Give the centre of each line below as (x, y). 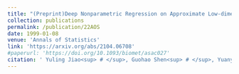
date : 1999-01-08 (33, 33)
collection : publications (46, 20)
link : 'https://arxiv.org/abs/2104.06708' (71, 47)
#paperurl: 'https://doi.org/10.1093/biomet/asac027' (89, 54)
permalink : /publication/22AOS (54, 27)
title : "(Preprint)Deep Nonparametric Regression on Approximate (106, 14)
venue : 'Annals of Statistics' (54, 40)
